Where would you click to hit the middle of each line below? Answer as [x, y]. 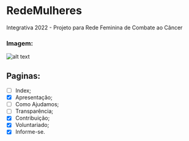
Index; [23, 91]
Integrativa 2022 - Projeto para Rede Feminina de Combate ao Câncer [94, 27]
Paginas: [24, 76]
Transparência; [34, 111]
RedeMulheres [44, 11]
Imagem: [20, 43]
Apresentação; [34, 98]
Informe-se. [30, 132]
